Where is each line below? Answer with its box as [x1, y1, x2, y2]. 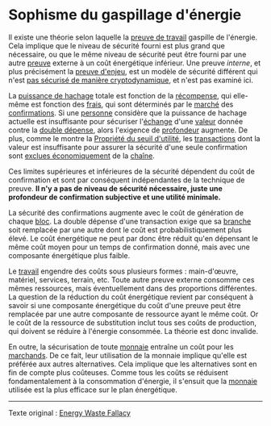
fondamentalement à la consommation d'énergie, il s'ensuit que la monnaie [8, 376, 258, 386]
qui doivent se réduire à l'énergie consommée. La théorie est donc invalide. [8, 326, 259, 336]
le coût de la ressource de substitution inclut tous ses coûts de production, [8, 317, 256, 328]
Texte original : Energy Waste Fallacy [8, 407, 131, 417]
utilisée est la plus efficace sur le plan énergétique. [8, 385, 177, 395]
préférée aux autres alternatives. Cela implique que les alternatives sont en [8, 359, 257, 369]
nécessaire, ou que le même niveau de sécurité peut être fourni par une [8, 49, 247, 59]
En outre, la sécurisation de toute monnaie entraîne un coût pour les [8, 341, 234, 352]
